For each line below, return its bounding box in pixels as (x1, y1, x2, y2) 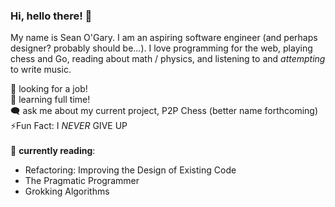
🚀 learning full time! (10, 94, 91, 106)
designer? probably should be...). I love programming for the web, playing (10, 42, 313, 54)
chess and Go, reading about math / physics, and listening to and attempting (10, 53, 326, 65)
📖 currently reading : (10, 145, 96, 157)
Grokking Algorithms (24, 185, 110, 198)
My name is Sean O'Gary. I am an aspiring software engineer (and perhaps (10, 32, 318, 44)
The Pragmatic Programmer (24, 175, 140, 187)
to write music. (10, 64, 72, 76)
